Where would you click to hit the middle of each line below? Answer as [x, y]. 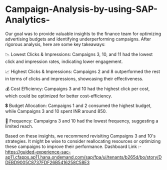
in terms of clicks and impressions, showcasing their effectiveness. [74, 78]
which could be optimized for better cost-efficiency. [59, 95]
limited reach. [19, 126]
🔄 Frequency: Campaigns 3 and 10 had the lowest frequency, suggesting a [82, 120]
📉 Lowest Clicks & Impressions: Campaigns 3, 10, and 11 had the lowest [79, 54]
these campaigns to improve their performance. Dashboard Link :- [73, 146]
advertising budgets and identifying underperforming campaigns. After [78, 39]
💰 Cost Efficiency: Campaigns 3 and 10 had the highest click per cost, [77, 88]
